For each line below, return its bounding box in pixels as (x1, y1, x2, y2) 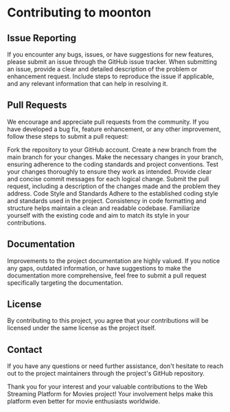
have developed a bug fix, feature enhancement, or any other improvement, (7, 125, 221, 133)
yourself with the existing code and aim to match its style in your (7, 211, 189, 219)
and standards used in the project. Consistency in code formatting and (7, 196, 207, 205)
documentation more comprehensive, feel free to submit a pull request (7, 271, 207, 279)
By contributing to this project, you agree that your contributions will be (7, 317, 209, 325)
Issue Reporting (7, 32, 77, 44)
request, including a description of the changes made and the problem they (7, 182, 221, 190)
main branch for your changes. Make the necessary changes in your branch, (7, 152, 224, 161)
